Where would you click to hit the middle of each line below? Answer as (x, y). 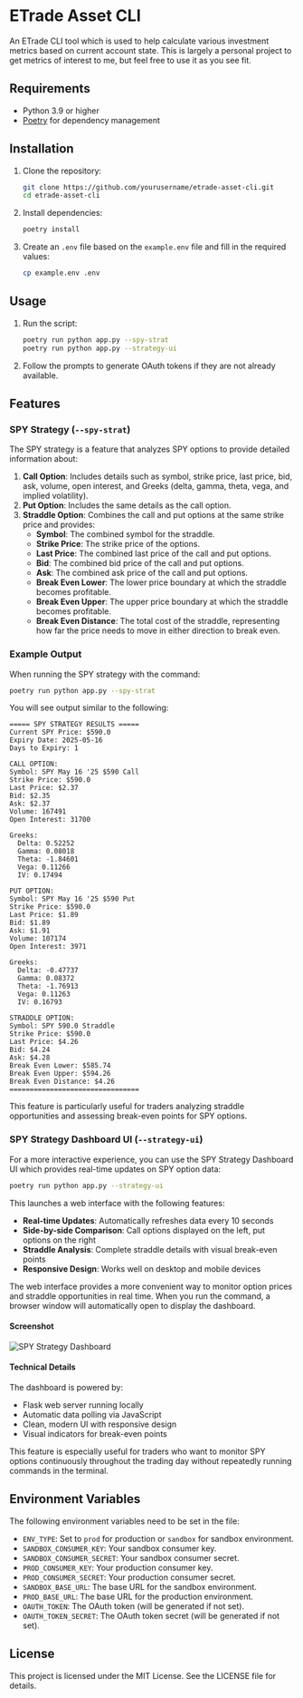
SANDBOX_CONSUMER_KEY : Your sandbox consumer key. (119, 1548)
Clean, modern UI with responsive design (99, 1424)
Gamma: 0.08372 (46, 979)
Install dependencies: (62, 213)
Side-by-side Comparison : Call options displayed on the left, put (143, 1230)
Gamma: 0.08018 (46, 852)
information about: (44, 459)
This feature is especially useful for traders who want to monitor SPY (137, 1451)
